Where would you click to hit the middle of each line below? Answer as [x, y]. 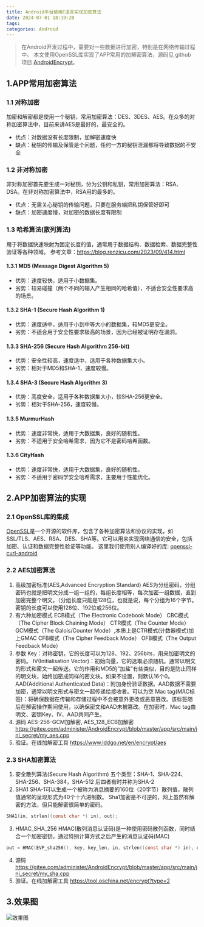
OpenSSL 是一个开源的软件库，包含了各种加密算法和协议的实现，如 [90, 531]
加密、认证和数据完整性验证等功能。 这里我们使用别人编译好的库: [87, 547]
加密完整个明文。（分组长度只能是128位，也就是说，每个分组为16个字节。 [106, 600]
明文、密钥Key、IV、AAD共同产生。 [60, 714]
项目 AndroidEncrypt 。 [49, 62]
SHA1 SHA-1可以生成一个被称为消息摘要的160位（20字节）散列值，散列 [104, 789]
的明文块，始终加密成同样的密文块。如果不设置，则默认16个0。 [94, 676]
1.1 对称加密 [23, 102]
